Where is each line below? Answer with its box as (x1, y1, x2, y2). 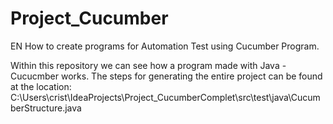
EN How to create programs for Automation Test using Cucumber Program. (10, 40, 320, 52)
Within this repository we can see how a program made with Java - (10, 59, 287, 71)
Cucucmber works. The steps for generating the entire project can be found (10, 70, 323, 82)
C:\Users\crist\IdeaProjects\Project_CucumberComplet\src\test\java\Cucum (10, 91, 321, 103)
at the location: (10, 80, 72, 92)
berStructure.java (10, 102, 82, 114)
